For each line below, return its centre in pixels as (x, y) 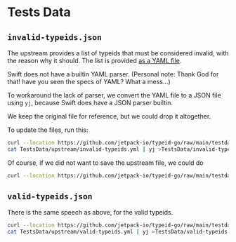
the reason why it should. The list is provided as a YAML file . (94, 61)
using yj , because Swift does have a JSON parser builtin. (90, 103)
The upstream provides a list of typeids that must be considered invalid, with (118, 53)
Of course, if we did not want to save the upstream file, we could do (105, 163)
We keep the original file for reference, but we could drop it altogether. (109, 116)
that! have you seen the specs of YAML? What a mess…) (89, 82)
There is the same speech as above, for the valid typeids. (90, 213)
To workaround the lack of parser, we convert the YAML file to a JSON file (114, 95)
